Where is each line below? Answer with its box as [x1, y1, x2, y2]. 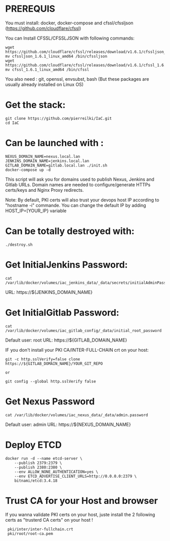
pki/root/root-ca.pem [7, 531, 53, 536]
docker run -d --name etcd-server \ [5, 456, 82, 461]
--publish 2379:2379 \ [14, 460, 62, 465]
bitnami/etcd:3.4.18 [14, 478, 58, 483]
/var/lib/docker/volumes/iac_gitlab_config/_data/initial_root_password [5, 328, 162, 333]
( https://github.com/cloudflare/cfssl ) [5, 25, 81, 31]
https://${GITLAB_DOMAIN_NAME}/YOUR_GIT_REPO [5, 361, 103, 366]
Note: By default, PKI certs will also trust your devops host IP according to [5, 196, 159, 203]
